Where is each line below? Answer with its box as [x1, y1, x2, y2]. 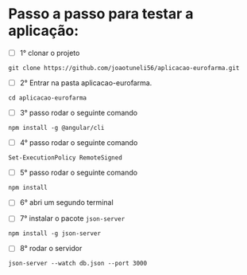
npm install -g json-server [8, 230, 102, 238]
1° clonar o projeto [19, 48, 80, 57]
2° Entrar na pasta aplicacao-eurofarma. [19, 78, 152, 88]
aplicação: [8, 22, 79, 40]
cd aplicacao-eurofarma [8, 94, 87, 102]
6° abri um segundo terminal [19, 198, 114, 207]
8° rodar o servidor [19, 244, 83, 253]
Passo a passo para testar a [8, 5, 194, 23]
